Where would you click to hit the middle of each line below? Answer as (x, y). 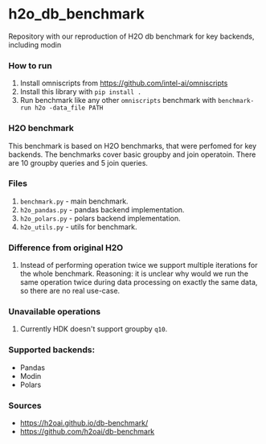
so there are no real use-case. (70, 291)
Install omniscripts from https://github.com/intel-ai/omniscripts (124, 83)
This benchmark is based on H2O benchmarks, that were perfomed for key (133, 146)
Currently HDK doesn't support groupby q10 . (94, 329)
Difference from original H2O (66, 248)
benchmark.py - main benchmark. (74, 201)
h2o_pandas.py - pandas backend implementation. (102, 209)
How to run (30, 65)
